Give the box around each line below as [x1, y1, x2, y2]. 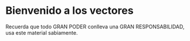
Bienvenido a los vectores [5, 4, 134, 17]
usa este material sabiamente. [5, 29, 78, 36]
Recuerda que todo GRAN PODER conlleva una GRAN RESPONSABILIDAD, [5, 23, 185, 30]
